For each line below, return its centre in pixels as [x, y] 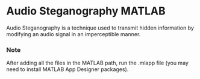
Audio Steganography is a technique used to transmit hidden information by [100, 28]
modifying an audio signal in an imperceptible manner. [73, 34]
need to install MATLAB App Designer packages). [67, 69]
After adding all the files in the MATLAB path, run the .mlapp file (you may [97, 63]
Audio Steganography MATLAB [86, 11]
